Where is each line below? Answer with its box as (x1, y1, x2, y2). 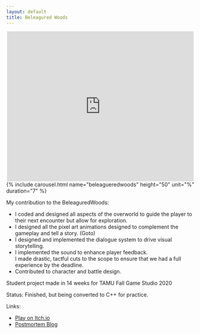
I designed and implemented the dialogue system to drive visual (14, 236, 172, 243)
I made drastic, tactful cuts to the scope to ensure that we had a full (14, 255, 181, 262)
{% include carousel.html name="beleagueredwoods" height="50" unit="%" (6, 180, 195, 188)
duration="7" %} (6, 187, 47, 194)
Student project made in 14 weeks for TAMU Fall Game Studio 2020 (6, 279, 172, 287)
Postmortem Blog (14, 320, 58, 327)
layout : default (6, 8, 47, 15)
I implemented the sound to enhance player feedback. (14, 248, 148, 255)
